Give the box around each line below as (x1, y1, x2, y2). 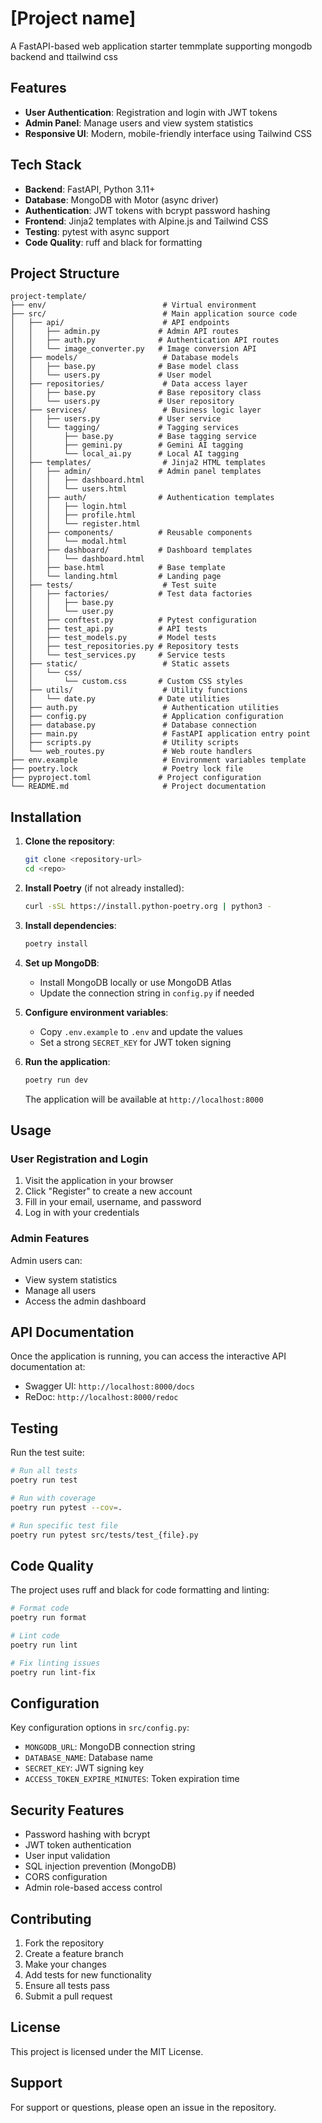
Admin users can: (10, 1254, 83, 1266)
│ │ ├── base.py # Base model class (10, 362, 240, 372)
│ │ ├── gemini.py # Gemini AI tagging (10, 440, 244, 451)
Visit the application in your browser (24, 1175, 174, 1187)
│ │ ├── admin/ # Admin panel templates (10, 467, 262, 477)
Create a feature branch (24, 1947, 124, 1959)
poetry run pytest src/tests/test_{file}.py (10, 1530, 199, 1540)
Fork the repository (24, 1937, 105, 1949)
